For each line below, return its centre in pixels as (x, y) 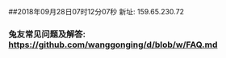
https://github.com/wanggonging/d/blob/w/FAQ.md (113, 44)
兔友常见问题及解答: (47, 34)
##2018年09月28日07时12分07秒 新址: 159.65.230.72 (96, 12)
